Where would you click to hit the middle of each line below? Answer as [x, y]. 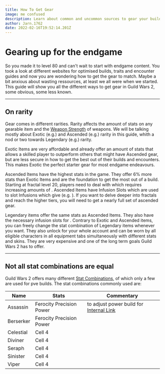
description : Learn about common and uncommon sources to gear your [77, 19]
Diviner [16, 340]
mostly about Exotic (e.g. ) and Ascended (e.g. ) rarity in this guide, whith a [80, 134]
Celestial [18, 332]
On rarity [19, 112]
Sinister [16, 356]
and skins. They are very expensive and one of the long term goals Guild [79, 241]
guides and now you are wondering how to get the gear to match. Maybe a [81, 76]
